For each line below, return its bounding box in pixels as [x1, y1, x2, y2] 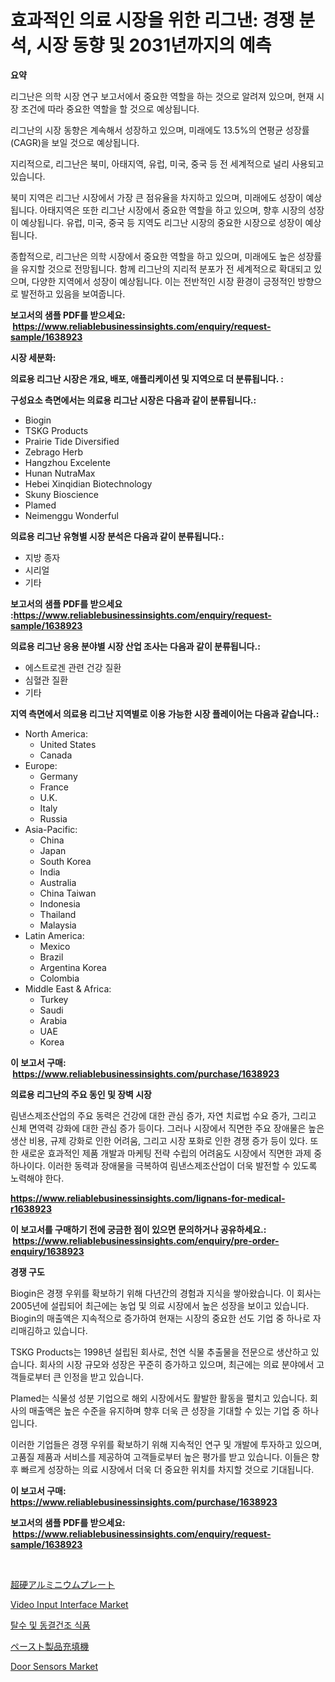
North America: [24, 727, 88, 740]
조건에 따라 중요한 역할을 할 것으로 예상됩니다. [20, 102, 200, 115]
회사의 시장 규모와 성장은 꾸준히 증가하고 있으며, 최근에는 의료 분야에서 [39, 1358, 315, 1370]
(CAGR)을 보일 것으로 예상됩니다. [10, 136, 140, 148]
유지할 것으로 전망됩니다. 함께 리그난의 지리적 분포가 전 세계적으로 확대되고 [20, 262, 312, 275]
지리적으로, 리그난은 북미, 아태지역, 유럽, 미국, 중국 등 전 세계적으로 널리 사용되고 [10, 157, 325, 170]
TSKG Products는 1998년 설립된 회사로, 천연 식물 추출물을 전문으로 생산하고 [10, 1346, 309, 1358]
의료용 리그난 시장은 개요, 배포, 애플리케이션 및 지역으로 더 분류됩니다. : [10, 372, 284, 385]
